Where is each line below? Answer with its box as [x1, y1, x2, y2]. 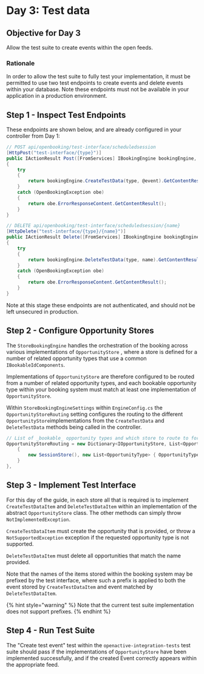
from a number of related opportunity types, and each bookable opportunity [6, 379, 197, 386]
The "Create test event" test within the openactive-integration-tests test [6, 641, 191, 648]
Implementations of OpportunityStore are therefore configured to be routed [6, 373, 194, 380]
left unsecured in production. [6, 308, 79, 315]
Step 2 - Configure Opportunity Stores [6, 325, 154, 336]
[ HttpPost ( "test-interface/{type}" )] [6, 149, 102, 155]
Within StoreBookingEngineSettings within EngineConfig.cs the [6, 404, 163, 411]
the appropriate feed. [6, 661, 59, 668]
